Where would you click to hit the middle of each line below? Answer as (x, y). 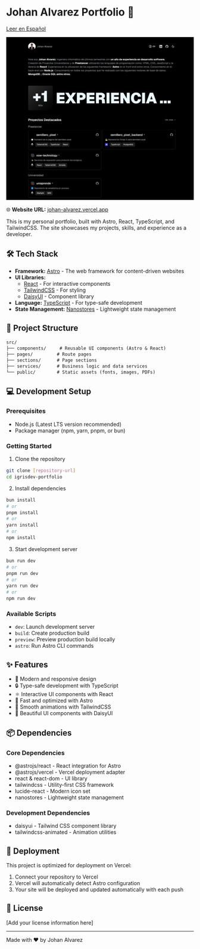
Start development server (46, 549)
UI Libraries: (30, 277)
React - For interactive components (67, 284)
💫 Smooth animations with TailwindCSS (63, 707)
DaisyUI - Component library (59, 296)
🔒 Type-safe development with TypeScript (67, 686)
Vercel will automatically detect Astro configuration (77, 883)
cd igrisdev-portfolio (34, 477)
